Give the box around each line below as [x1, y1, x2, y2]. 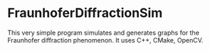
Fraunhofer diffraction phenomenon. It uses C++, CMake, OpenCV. [7, 35, 204, 44]
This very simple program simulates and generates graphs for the [7, 28, 199, 37]
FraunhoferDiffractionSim [7, 5, 163, 21]
